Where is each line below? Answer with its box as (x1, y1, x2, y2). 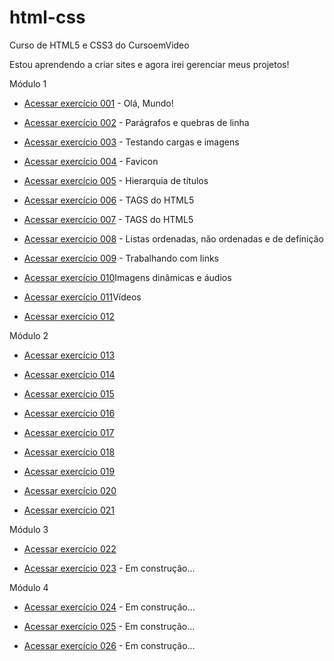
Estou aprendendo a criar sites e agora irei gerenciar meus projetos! (9, 58, 290, 70)
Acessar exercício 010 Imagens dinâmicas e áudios (23, 271, 232, 283)
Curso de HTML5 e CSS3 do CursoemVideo (9, 39, 190, 51)
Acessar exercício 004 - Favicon (23, 155, 159, 167)
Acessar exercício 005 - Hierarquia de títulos (23, 174, 209, 186)
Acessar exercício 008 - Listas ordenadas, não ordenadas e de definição (23, 232, 324, 245)
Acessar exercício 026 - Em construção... (23, 639, 196, 651)
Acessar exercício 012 (23, 310, 116, 322)
